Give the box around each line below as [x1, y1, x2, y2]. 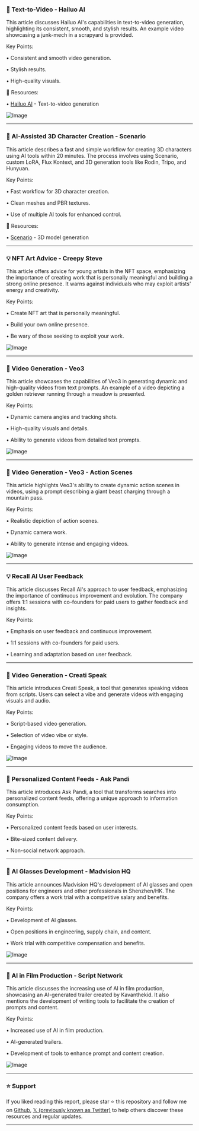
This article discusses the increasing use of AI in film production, [6, 984, 165, 992]
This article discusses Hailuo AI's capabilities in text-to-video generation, [6, 19, 185, 26]
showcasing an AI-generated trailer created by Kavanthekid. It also [6, 991, 169, 998]
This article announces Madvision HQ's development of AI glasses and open [6, 881, 192, 888]
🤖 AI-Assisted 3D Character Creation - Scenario [6, 132, 146, 141]
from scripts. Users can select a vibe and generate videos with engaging [6, 691, 184, 698]
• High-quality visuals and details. [6, 425, 89, 432]
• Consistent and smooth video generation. [6, 55, 111, 62]
